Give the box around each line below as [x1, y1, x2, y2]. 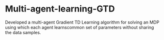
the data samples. [5, 29, 41, 35]
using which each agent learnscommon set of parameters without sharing [5, 24, 154, 30]
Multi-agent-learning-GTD [5, 3, 115, 14]
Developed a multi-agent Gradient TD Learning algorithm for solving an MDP [5, 19, 160, 25]
